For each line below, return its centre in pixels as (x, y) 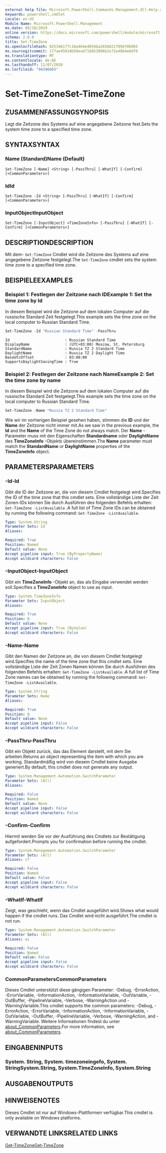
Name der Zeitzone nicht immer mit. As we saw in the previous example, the (82, 425)
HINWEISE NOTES (33, 1101)
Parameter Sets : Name (27, 696)
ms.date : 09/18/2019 (26, 28)
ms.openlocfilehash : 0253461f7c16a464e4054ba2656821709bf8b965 (72, 46)
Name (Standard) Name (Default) (45, 159)
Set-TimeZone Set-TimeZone (65, 94)
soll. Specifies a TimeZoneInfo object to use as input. (59, 587)
